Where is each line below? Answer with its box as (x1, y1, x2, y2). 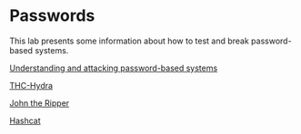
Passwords (9, 5, 95, 26)
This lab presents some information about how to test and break (9, 35, 250, 46)
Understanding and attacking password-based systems (9, 62, 218, 73)
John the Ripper (9, 97, 70, 109)
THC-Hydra (9, 80, 53, 91)
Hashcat (9, 115, 41, 126)
